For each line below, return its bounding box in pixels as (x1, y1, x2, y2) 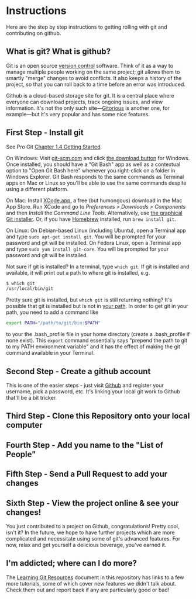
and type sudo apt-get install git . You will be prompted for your (6, 233, 166, 240)
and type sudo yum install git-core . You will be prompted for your (6, 245, 169, 252)
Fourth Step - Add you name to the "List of (6, 440, 164, 450)
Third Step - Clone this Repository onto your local (6, 411, 190, 421)
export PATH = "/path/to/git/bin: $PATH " (6, 320, 101, 326)
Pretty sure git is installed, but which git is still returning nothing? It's (6, 296, 173, 303)
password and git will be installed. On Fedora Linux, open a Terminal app (6, 239, 181, 246)
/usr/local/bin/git (6, 286, 54, 292)
